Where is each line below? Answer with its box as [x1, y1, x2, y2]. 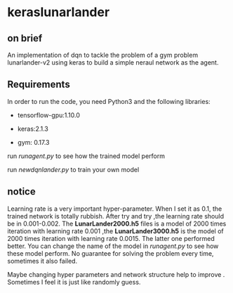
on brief [7, 32, 43, 44]
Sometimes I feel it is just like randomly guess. [7, 278, 141, 286]
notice [7, 185, 36, 197]
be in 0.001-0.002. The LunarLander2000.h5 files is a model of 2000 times [7, 219, 227, 228]
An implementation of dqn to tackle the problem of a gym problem [7, 51, 199, 59]
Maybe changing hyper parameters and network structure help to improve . [7, 270, 225, 278]
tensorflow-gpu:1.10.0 [17, 110, 81, 119]
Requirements [7, 79, 70, 91]
